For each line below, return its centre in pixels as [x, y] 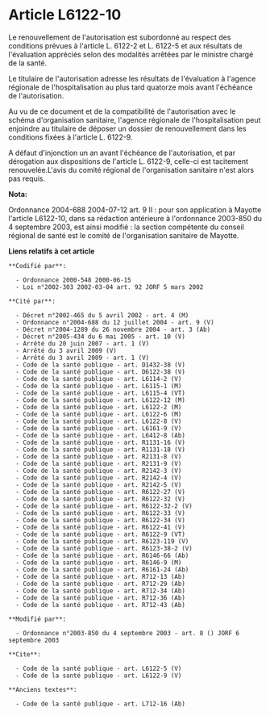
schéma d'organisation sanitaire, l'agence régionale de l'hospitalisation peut [135, 119]
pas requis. [27, 178]
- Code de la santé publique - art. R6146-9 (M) [99, 563]
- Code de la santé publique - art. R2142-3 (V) [99, 471]
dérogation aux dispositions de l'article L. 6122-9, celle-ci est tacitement [128, 161]
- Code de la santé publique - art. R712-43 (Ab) [100, 605]
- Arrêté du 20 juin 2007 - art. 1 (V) [83, 343]
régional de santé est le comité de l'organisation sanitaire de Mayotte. [124, 235]
